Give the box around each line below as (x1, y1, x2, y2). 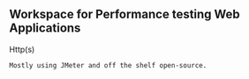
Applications (9, 21, 81, 36)
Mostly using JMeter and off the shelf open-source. (9, 61, 207, 69)
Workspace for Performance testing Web (9, 7, 240, 22)
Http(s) (9, 44, 35, 54)
